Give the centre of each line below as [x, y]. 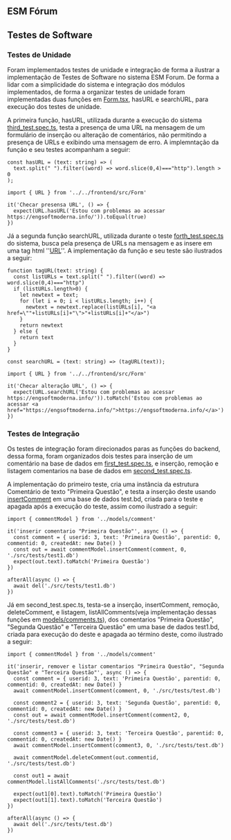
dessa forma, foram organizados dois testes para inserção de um [100, 456]
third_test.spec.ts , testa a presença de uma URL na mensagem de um [106, 128]
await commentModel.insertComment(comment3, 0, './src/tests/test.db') [119, 746]
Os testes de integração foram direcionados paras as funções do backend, [114, 449]
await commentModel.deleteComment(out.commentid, [86, 758]
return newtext [41, 325]
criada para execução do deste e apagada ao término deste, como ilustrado [115, 635]
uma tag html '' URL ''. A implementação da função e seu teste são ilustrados [115, 251]
